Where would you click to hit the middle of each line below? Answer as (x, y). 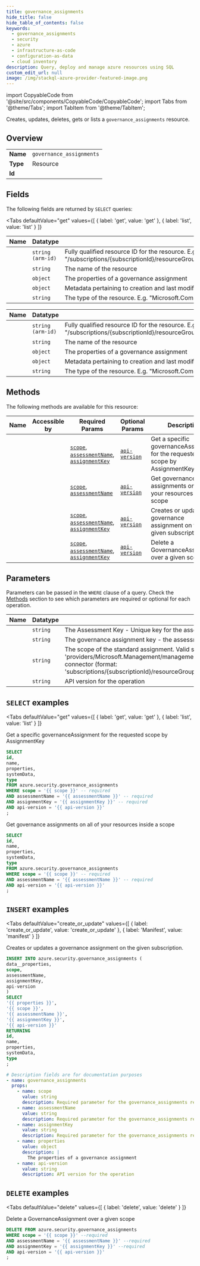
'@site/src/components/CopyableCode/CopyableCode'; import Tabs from (97, 101)
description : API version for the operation (78, 1174)
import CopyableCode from (40, 95)
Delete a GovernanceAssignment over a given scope (71, 1219)
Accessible (48, 421)
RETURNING (18, 1031)
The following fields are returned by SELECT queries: (69, 209)
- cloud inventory (35, 61)
